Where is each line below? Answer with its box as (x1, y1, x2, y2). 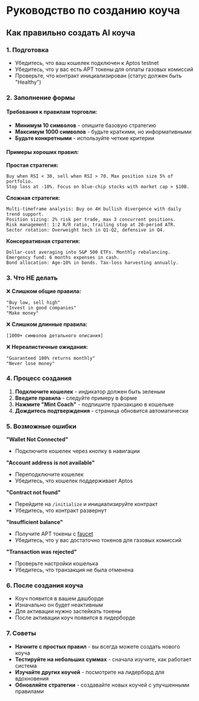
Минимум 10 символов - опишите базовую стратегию (14, 122, 156, 129)
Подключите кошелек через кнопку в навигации (14, 448, 140, 455)
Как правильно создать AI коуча (6, 28, 135, 38)
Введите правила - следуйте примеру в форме (14, 394, 137, 401)
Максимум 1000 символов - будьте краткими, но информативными (14, 128, 192, 135)
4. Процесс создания (6, 374, 72, 383)
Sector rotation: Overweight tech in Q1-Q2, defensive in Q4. (6, 227, 165, 233)
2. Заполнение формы (6, 93, 75, 102)
